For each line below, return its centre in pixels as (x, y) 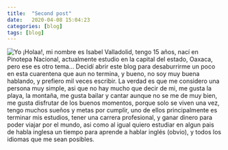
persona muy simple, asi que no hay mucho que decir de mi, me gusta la (110, 88)
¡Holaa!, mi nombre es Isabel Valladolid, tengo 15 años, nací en (111, 52)
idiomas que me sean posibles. (51, 139)
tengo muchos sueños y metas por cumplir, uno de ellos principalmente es (112, 110)
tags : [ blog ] (26, 33)
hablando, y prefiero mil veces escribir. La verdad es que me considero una (113, 81)
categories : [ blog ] (35, 26)
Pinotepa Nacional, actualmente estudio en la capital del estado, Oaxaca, (110, 60)
